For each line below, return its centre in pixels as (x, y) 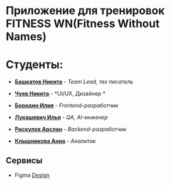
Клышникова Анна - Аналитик (55, 141)
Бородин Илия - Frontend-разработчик (66, 105)
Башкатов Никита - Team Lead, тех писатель (74, 82)
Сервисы (24, 160)
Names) (26, 37)
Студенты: (35, 65)
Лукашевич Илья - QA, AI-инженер (61, 118)
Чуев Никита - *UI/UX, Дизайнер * (60, 94)
